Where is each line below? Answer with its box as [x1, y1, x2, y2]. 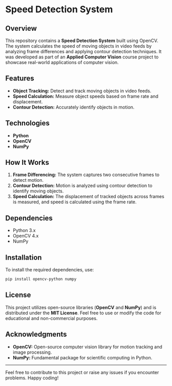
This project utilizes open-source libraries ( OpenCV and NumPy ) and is [5, 304, 157, 310]
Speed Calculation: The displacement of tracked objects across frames [12, 194, 165, 200]
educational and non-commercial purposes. [5, 315, 98, 321]
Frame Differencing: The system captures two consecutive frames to [12, 171, 160, 178]
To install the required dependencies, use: [5, 267, 94, 273]
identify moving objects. [12, 188, 64, 194]
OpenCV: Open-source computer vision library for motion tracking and [12, 344, 162, 350]
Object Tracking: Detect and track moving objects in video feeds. [12, 88, 152, 94]
